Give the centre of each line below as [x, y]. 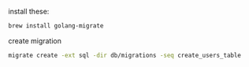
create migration [35, 41]
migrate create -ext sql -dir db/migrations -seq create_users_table [125, 55]
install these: [29, 11]
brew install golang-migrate [56, 26]
